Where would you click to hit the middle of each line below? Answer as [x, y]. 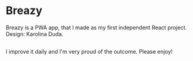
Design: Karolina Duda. [35, 34]
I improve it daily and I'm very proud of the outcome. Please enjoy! [89, 52]
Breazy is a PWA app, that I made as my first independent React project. [96, 27]
